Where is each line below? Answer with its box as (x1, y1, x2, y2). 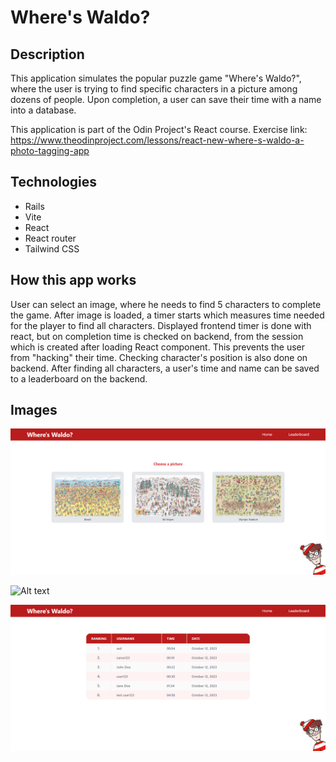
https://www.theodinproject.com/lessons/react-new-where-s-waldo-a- (10, 134, 305, 146)
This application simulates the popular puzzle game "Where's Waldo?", (10, 72, 302, 84)
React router (24, 232, 77, 244)
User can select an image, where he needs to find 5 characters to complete (10, 298, 322, 310)
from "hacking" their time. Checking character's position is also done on (10, 351, 308, 363)
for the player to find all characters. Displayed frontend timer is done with (10, 319, 312, 331)
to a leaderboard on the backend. (10, 372, 148, 385)
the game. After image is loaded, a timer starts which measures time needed (10, 309, 325, 321)
